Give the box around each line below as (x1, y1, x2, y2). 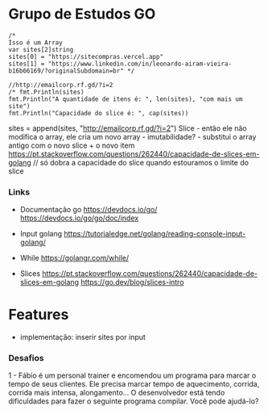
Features (8, 306, 69, 324)
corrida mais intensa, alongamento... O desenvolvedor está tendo (8, 388, 225, 398)
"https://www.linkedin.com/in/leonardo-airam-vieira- (47, 60, 232, 68)
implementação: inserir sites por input (19, 332, 146, 342)
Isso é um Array (8, 38, 63, 47)
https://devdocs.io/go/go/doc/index (19, 213, 139, 223)
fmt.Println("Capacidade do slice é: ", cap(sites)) (8, 109, 189, 117)
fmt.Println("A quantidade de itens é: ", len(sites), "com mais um (8, 94, 243, 103)
